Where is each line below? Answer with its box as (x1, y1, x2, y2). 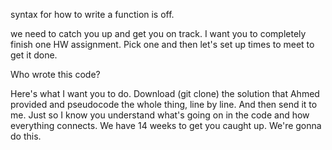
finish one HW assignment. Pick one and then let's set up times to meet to (10, 39, 315, 50)
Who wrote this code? (10, 69, 101, 80)
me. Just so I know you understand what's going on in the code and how (10, 109, 310, 121)
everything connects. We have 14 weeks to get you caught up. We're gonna (10, 120, 322, 131)
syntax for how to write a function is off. (10, 9, 175, 20)
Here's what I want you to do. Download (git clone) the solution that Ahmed (10, 88, 320, 99)
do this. (10, 130, 42, 142)
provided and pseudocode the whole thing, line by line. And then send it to (10, 99, 318, 110)
